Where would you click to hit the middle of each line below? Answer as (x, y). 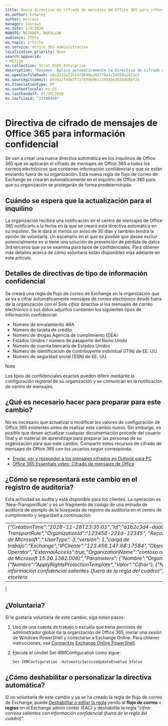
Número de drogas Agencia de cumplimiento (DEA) (65, 335)
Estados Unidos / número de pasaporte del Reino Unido (70, 340)
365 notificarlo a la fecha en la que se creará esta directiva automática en (81, 226)
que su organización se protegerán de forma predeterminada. (69, 185)
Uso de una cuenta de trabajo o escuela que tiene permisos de (77, 627)
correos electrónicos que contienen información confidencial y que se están (84, 169)
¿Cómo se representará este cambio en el (71, 480)
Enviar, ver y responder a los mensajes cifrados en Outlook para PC (82, 458)
